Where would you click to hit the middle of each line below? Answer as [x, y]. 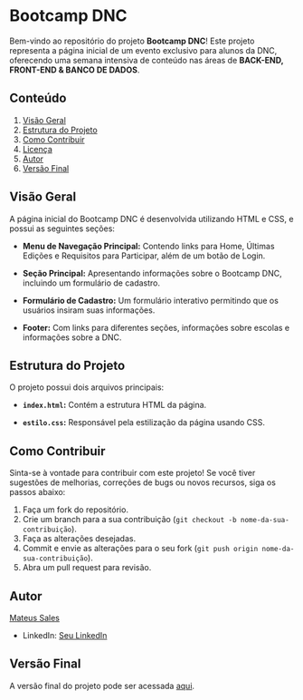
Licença [37, 149]
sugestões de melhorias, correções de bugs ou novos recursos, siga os [142, 482]
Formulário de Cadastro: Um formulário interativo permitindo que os [150, 300]
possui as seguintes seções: [62, 228]
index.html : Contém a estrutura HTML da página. [114, 405]
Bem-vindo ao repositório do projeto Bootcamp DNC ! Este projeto [132, 41]
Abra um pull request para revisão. [87, 568]
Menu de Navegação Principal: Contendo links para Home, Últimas [148, 246]
